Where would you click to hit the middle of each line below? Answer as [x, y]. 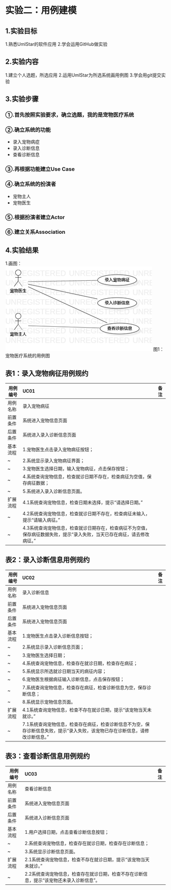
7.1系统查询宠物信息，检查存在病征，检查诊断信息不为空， [84, 724]
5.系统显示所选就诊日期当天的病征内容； [64, 671]
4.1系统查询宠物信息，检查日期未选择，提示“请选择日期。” [83, 502]
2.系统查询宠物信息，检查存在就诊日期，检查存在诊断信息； [87, 844]
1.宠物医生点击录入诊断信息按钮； [58, 636]
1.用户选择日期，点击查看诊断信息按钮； [67, 832]
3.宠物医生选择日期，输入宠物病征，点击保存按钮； [76, 469]
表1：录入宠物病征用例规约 [47, 373]
